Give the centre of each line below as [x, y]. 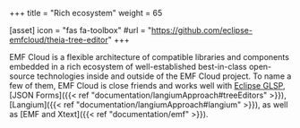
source [22, 76]
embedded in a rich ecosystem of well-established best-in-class [129, 67]
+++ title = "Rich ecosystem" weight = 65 [86, 13]
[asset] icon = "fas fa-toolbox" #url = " [81, 30]
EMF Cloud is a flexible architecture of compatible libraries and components [149, 57]
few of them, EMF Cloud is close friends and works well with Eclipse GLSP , [147, 85]
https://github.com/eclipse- [202, 30]
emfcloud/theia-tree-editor [59, 40]
